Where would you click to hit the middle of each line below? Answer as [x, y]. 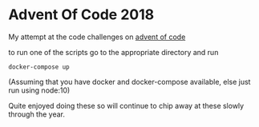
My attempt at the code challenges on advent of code [97, 37]
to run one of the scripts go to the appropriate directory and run [113, 52]
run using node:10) [39, 90]
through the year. [37, 114]
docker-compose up [39, 67]
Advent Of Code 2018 [81, 15]
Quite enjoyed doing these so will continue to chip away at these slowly [126, 105]
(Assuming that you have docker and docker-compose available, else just [129, 81]
